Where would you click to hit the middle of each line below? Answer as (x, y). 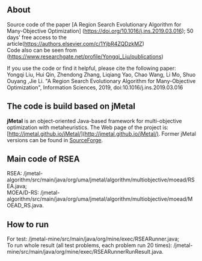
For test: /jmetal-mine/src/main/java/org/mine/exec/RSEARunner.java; (93, 239)
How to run (28, 225)
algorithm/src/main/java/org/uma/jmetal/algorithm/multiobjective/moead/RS (101, 180)
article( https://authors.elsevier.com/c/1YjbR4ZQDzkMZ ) (76, 43)
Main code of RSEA (43, 159)
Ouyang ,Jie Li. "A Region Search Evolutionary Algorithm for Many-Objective (101, 81)
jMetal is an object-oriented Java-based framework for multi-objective (94, 121)
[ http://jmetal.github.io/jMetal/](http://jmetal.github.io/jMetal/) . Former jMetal (101, 134)
